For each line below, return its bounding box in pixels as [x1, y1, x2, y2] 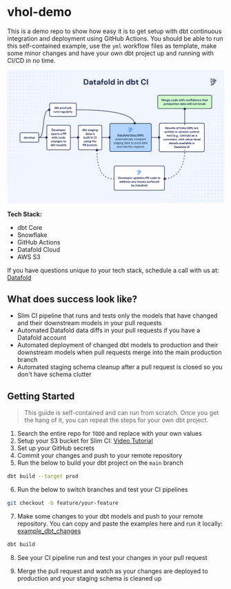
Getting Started [7, 390, 75, 402]
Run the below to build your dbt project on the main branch [17, 458, 184, 467]
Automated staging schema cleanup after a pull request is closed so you [17, 363, 223, 371]
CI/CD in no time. [7, 56, 56, 64]
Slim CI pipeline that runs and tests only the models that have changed [17, 311, 218, 320]
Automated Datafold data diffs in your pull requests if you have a [17, 326, 201, 335]
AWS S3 [17, 253, 41, 261]
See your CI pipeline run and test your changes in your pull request [17, 553, 208, 561]
